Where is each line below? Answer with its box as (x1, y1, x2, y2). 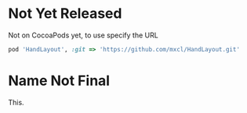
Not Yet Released (8, 5, 122, 23)
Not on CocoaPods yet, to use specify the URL (8, 30, 158, 40)
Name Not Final (8, 72, 111, 90)
